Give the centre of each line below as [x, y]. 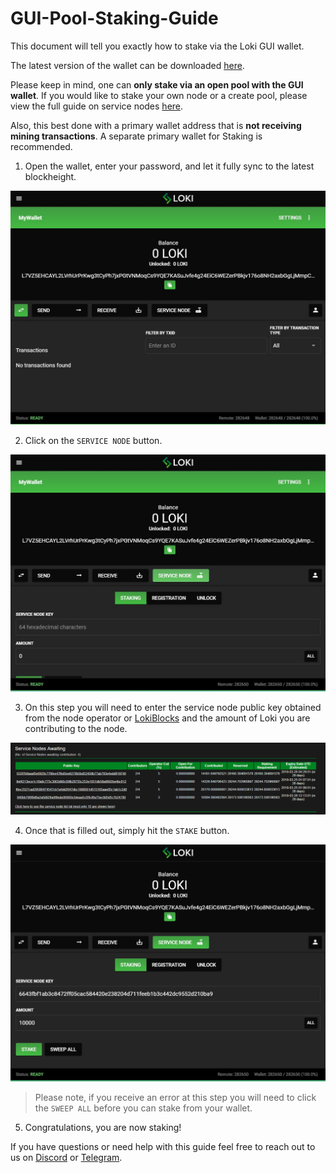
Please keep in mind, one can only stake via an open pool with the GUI [157, 84]
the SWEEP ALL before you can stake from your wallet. [143, 1108]
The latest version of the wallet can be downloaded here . [127, 65]
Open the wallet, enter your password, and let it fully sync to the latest [169, 166]
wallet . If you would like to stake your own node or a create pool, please [159, 95]
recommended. [41, 146]
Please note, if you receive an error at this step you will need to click [175, 1098]
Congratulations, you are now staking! [103, 1128]
